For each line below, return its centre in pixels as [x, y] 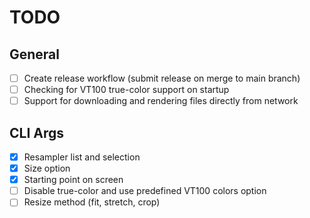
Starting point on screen [73, 180]
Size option [47, 168]
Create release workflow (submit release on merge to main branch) [162, 78]
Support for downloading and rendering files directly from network [161, 101]
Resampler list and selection [82, 157]
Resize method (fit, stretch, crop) [92, 202]
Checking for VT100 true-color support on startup [126, 90]
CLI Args [37, 132]
